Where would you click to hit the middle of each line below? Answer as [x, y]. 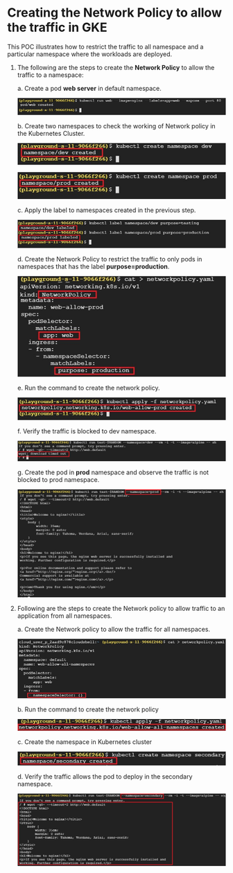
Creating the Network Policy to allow [114, 13]
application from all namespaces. [64, 616]
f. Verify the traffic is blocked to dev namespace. [87, 431]
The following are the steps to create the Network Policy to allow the [116, 67]
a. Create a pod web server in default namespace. [89, 88]
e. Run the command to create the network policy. [89, 388]
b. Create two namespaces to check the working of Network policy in [116, 126]
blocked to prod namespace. [58, 479]
